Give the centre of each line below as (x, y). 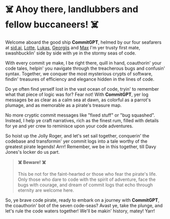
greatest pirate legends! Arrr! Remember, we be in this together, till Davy (81, 146)
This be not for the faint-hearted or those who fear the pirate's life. (87, 174)
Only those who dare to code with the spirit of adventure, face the (87, 179)
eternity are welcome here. (46, 190)
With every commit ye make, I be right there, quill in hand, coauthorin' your (83, 63)
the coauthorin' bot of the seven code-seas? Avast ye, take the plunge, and (84, 205)
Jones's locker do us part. (32, 152)
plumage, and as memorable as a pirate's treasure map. (63, 105)
